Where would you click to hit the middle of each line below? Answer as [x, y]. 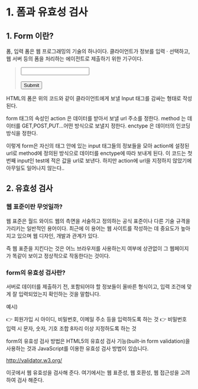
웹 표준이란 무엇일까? [35, 207]
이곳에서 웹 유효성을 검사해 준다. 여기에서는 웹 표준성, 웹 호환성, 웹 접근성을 [92, 372]
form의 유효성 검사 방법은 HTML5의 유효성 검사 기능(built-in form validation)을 [98, 341]
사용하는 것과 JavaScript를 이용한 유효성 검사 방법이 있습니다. [77, 348]
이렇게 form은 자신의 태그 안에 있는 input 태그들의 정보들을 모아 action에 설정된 [98, 146]
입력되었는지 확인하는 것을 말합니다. [60, 294]
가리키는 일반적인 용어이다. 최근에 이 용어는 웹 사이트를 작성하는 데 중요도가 [93, 228]
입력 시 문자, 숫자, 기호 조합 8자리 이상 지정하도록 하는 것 [72, 328]
